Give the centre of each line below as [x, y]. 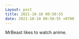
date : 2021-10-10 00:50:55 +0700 [40, 19]
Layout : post [19, 10]
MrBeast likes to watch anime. [36, 33]
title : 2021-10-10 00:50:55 [34, 14]
